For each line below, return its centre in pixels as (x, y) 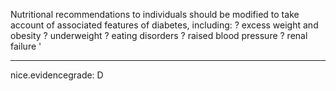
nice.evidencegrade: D (57, 75)
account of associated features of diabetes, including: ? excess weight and (164, 25)
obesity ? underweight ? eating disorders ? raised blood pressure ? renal (159, 35)
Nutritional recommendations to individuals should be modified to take (155, 14)
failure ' (26, 46)
